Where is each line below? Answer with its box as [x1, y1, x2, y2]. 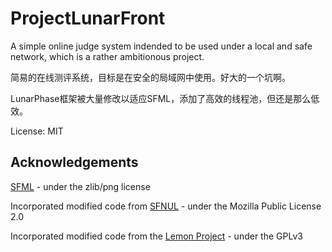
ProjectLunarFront [10, 7, 166, 30]
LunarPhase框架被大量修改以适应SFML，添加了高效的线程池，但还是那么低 [10, 92, 320, 104]
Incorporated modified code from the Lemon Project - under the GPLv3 [10, 230, 303, 242]
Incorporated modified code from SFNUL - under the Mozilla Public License [10, 200, 322, 212]
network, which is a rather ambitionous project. [10, 50, 205, 62]
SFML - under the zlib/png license [10, 180, 151, 192]
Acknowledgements [10, 154, 139, 171]
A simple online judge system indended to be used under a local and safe [10, 40, 313, 52]
